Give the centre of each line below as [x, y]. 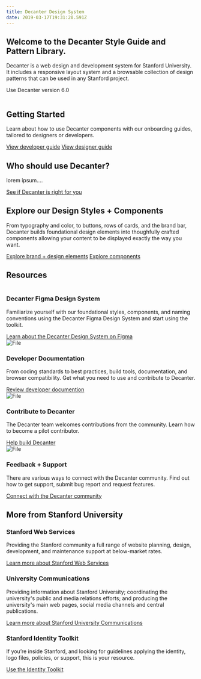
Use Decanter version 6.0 [38, 90]
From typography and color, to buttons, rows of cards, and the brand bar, [97, 225]
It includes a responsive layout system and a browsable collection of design [100, 72]
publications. [22, 611]
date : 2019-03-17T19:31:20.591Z [46, 17]
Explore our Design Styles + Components [85, 211]
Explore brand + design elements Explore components [73, 256]
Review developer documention [45, 389]
